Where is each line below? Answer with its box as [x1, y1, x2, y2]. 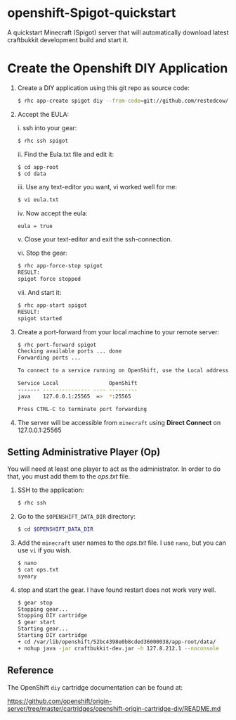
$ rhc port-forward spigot [17, 341, 97, 348]
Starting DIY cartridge [17, 632, 88, 639]
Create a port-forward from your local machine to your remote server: [17, 327, 220, 336]
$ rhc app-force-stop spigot [17, 263, 103, 270]
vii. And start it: [17, 288, 62, 296]
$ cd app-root [17, 163, 59, 170]
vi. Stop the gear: [17, 248, 68, 258]
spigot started [17, 315, 63, 322]
